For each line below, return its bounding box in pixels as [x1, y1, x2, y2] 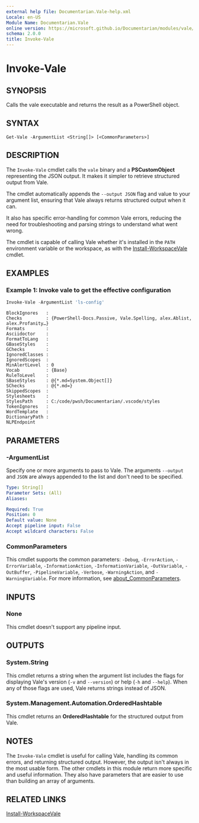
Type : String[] [6, 485, 44, 490]
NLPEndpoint [6, 419, 36, 425]
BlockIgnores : [6, 310, 49, 316]
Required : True [6, 506, 44, 512]
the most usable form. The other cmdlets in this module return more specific [6, 764, 192, 772]
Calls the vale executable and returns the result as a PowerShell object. [6, 102, 180, 108]
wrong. [6, 227, 24, 234]
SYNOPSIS [6, 86, 47, 96]
